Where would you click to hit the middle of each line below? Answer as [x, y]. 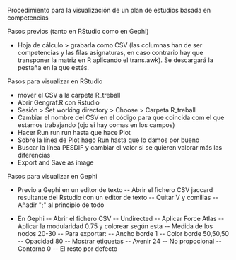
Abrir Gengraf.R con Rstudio [59, 102]
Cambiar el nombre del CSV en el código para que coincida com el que [121, 117]
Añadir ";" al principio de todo [61, 205]
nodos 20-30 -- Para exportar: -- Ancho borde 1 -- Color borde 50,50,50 [123, 234]
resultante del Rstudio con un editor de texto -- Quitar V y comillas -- [118, 197]
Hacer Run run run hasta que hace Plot [74, 132]
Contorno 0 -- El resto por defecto [67, 249]
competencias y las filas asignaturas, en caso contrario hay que [110, 53]
